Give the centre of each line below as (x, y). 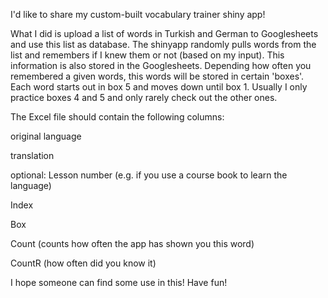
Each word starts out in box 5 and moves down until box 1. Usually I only (159, 87)
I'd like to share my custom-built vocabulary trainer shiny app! (138, 14)
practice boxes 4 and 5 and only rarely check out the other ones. (144, 97)
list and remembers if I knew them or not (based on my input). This (147, 55)
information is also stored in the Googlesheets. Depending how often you (161, 65)
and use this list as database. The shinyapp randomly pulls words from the (163, 44)
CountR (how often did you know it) (83, 263)
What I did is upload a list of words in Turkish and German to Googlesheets (164, 33)
